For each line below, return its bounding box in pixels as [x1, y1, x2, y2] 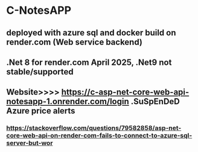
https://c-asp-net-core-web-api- [61, 87, 190, 97]
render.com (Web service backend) [6, 37, 143, 47]
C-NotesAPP [6, 4, 71, 17]
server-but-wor [6, 139, 53, 147]
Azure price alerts [6, 106, 75, 116]
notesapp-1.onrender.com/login [6, 97, 129, 107]
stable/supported [6, 67, 74, 77]
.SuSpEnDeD [130, 97, 180, 107]
